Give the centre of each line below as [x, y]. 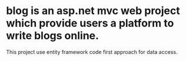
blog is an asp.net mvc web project [93, 11]
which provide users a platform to [90, 23]
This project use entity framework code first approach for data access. [92, 52]
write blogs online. [52, 36]
